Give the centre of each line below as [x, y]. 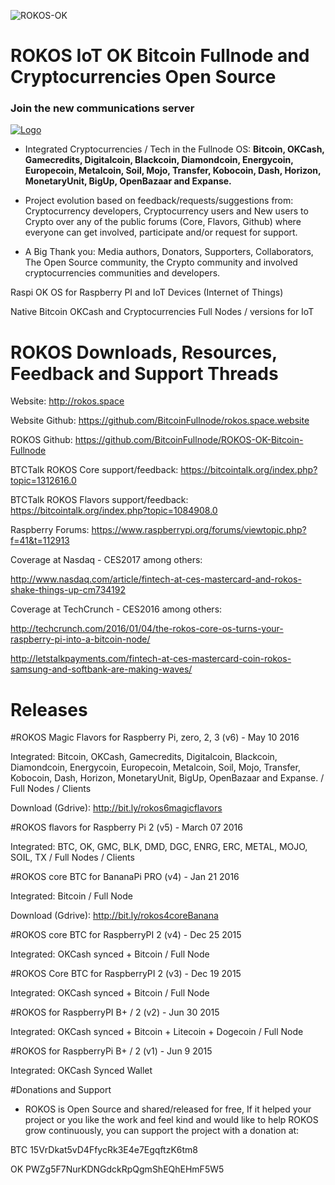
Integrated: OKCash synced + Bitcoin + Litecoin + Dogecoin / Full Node [157, 1032]
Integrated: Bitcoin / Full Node [71, 896]
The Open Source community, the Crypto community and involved [161, 262]
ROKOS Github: [41, 440]
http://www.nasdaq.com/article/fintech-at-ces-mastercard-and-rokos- [156, 579]
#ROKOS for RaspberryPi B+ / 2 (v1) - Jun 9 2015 [111, 1051]
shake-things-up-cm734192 [68, 590]
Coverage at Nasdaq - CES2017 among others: [106, 560]
